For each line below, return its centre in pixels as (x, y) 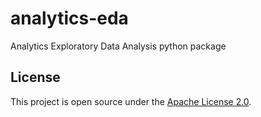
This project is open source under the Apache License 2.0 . (131, 101)
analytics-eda (69, 18)
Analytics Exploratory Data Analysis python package (118, 46)
